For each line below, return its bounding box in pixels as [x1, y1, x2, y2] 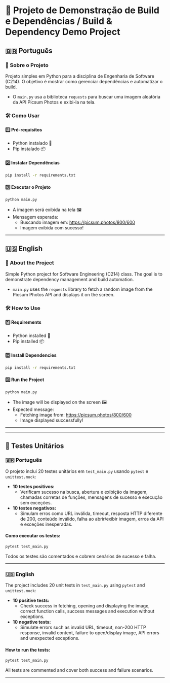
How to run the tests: [5, 646, 51, 653]
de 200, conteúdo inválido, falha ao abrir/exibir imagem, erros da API [20, 516, 164, 522]
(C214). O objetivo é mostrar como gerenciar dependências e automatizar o [5, 78, 163, 84]
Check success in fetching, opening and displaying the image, [20, 603, 150, 609]
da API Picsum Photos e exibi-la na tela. [12, 99, 96, 105]
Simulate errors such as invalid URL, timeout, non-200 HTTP [20, 624, 146, 631]
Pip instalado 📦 [12, 146, 46, 152]
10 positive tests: [12, 597, 50, 603]
